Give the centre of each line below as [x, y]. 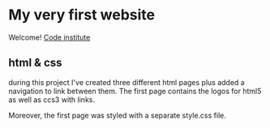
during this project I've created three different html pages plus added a [126, 82]
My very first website [82, 15]
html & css [35, 63]
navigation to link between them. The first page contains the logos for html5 [135, 91]
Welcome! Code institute [49, 37]
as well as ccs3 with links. [52, 100]
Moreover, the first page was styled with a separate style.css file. [118, 115]
